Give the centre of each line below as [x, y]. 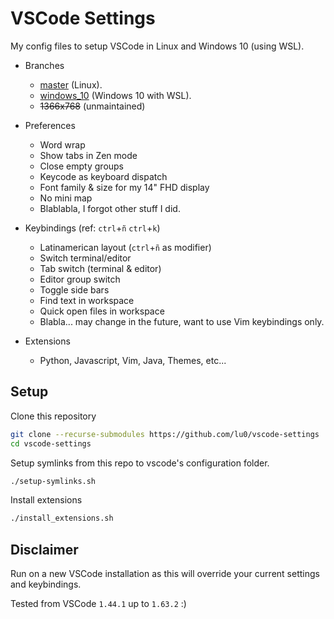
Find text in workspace [87, 300]
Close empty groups [82, 166]
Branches [44, 65]
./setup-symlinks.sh [53, 481]
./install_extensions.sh [62, 518]
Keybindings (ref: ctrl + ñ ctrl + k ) [92, 228]
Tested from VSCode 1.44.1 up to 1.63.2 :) [98, 604]
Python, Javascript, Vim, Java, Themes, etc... [133, 360]
